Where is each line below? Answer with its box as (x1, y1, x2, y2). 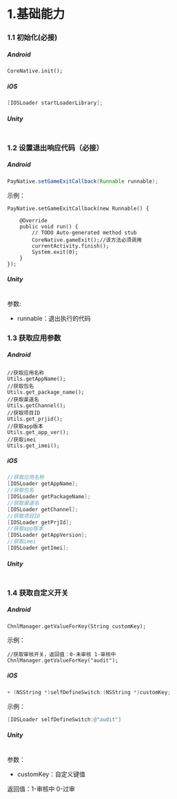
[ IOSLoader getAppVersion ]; (7, 532, 88, 539)
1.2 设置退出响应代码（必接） (7, 143, 104, 152)
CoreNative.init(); (7, 68, 63, 75)
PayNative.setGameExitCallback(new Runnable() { (7, 205, 149, 212)
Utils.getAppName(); (7, 375, 67, 382)
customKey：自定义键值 (17, 770, 86, 778)
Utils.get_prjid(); (7, 415, 63, 422)
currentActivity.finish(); (32, 242, 110, 249)
